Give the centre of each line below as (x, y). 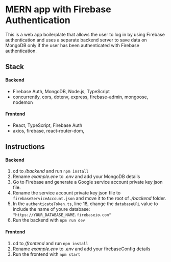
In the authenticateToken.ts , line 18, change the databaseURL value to (85, 204)
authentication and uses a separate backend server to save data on (76, 40)
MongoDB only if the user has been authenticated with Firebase (72, 45)
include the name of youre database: (51, 209)
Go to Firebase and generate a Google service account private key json (88, 182)
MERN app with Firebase (58, 9)
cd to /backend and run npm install (51, 171)
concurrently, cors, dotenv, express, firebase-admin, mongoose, (80, 97)
